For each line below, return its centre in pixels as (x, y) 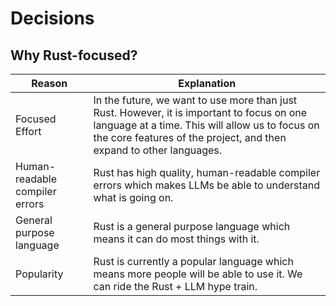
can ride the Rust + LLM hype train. (175, 286)
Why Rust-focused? (74, 55)
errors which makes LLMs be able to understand (207, 185)
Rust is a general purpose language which (192, 226)
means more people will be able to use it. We (198, 274)
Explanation (207, 83)
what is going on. (133, 197)
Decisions (52, 18)
